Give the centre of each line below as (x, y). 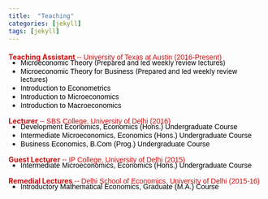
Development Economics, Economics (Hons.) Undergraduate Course (129, 127)
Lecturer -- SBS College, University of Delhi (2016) (90, 121)
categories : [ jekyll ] (45, 24)
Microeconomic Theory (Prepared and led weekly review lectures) (123, 63)
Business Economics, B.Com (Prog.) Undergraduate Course (115, 144)
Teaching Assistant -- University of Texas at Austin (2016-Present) (115, 57)
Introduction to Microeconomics (69, 97)
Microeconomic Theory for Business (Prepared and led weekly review (129, 71)
